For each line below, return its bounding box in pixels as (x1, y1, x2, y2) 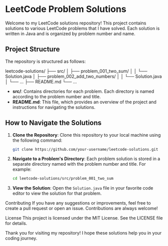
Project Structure (5, 45, 60, 53)
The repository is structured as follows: (5, 58, 86, 64)
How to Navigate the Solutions (5, 119, 101, 127)
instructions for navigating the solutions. (12, 104, 96, 110)
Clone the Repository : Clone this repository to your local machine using (12, 132, 161, 138)
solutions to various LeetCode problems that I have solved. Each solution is (5, 25, 160, 31)
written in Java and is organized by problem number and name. (5, 30, 136, 36)
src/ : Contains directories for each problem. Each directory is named (12, 88, 154, 94)
